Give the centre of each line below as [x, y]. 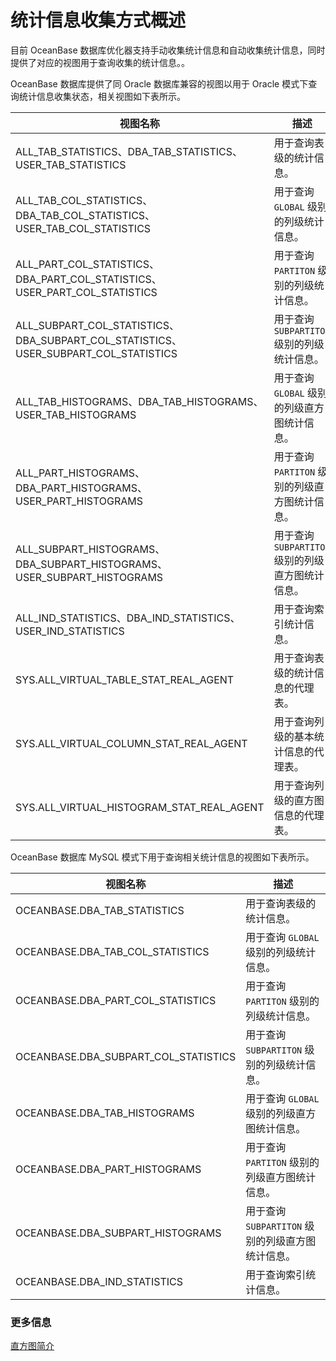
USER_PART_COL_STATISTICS [86, 292]
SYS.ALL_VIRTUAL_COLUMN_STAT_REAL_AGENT [131, 743]
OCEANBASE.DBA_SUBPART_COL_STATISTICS [126, 1056]
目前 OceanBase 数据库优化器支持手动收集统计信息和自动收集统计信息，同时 [168, 50]
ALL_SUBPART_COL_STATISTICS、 [97, 325]
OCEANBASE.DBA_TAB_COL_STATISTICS [112, 951]
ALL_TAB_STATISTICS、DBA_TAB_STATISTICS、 [129, 151]
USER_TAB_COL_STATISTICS [83, 228]
